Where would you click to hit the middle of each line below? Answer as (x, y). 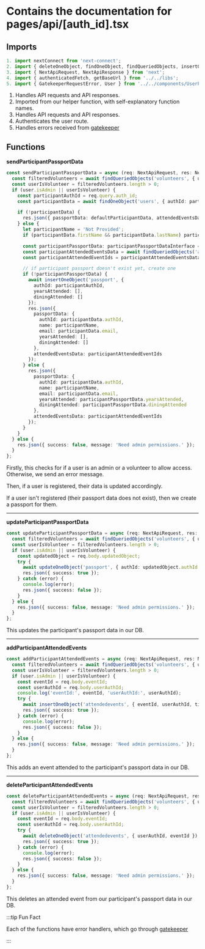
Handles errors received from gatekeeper (67, 128)
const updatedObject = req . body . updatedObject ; (79, 556)
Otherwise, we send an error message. (55, 475)
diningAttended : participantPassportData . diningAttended (113, 405)
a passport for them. (32, 504)
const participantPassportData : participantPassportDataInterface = (111, 246)
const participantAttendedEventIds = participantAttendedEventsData (111, 257)
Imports (22, 47)
